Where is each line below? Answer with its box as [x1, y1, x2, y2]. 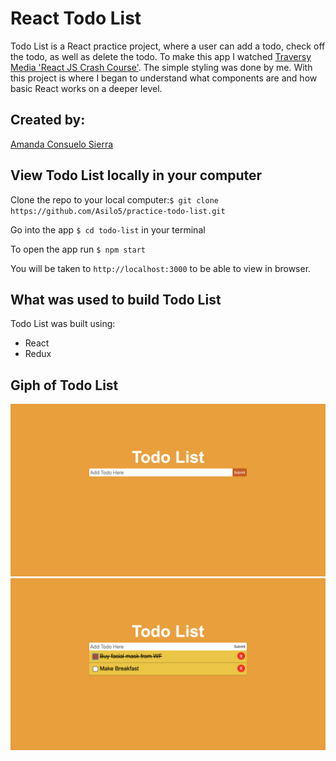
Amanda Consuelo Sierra [10, 138, 114, 150]
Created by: [10, 112, 86, 129]
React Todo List [10, 7, 142, 30]
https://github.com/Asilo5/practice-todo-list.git [10, 206, 226, 216]
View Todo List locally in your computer [10, 167, 263, 184]
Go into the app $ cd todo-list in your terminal [10, 223, 206, 236]
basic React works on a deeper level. [10, 82, 163, 94]
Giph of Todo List [10, 377, 119, 394]
